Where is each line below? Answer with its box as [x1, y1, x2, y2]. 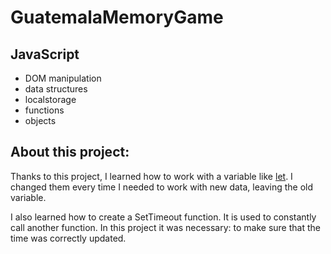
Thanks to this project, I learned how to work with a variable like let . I [10, 170, 293, 182]
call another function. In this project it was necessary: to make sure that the [10, 221, 321, 233]
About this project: [10, 144, 130, 161]
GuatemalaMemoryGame [10, 6, 224, 29]
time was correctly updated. [10, 232, 127, 244]
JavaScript [10, 46, 80, 63]
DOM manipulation [24, 72, 102, 84]
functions [24, 104, 65, 116]
